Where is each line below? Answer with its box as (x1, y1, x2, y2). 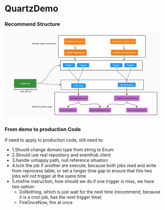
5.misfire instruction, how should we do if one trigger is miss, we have (11, 178, 154, 184)
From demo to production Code (4, 126, 81, 133)
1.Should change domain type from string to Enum (11, 147, 114, 153)
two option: (11, 184, 35, 190)
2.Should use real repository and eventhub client (11, 152, 111, 158)
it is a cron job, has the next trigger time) (19, 194, 102, 200)
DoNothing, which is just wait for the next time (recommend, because (19, 189, 161, 195)
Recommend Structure (4, 21, 60, 28)
